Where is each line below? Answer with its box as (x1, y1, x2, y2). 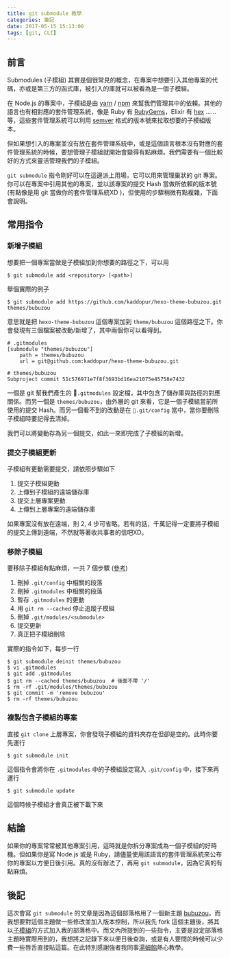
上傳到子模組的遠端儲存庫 (16, 488, 90, 497)
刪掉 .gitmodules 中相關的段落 (16, 587, 103, 595)
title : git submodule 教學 (7, 10, 82, 17)
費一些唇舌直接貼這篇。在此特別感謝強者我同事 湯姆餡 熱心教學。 (7, 944, 187, 952)
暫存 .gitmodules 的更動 (16, 595, 85, 604)
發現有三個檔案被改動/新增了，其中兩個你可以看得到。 (12, 326, 166, 334)
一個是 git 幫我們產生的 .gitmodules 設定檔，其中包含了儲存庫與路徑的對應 (7, 389, 221, 397)
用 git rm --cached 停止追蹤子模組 (16, 604, 115, 613)
